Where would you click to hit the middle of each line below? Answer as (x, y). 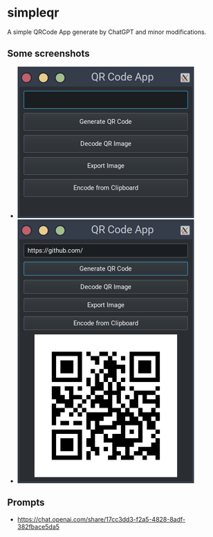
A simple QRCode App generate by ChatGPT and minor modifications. (107, 32)
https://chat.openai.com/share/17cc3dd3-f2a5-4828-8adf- (101, 519)
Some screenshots (48, 54)
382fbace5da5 (38, 527)
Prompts (26, 503)
